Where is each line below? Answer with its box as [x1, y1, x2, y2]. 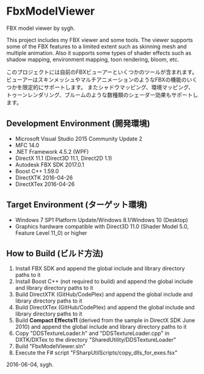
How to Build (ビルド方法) [6, 248, 104, 259]
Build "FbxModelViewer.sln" [15, 343, 86, 350]
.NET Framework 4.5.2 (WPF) [15, 148, 89, 155]
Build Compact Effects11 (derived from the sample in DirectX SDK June [15, 317, 195, 324]
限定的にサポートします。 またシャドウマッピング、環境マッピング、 [22, 84, 194, 91]
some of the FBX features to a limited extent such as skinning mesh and [6, 43, 188, 50]
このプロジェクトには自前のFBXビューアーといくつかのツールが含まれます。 [6, 68, 198, 76]
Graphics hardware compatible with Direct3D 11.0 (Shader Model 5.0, [15, 223, 189, 230]
